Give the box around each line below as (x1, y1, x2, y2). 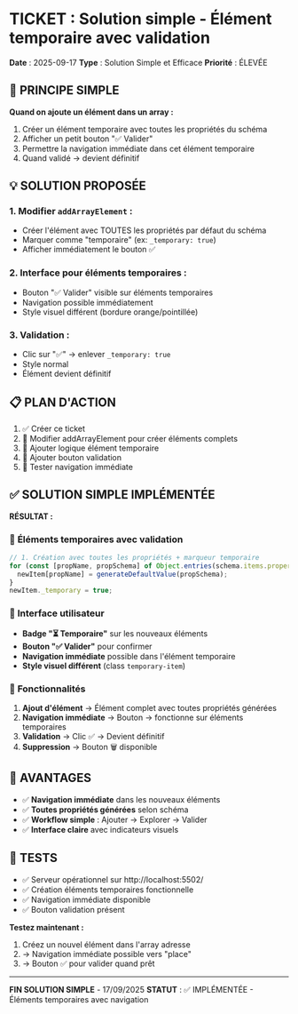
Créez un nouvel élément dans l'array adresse (21, 938, 191, 950)
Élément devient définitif (21, 369, 112, 379)
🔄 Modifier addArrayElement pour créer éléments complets (21, 433, 238, 443)
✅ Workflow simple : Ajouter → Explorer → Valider (21, 814, 208, 825)
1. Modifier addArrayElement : (9, 205, 133, 218)
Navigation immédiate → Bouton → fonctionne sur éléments (21, 712, 244, 723)
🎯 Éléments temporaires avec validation (9, 533, 184, 546)
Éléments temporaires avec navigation (9, 994, 149, 1004)
